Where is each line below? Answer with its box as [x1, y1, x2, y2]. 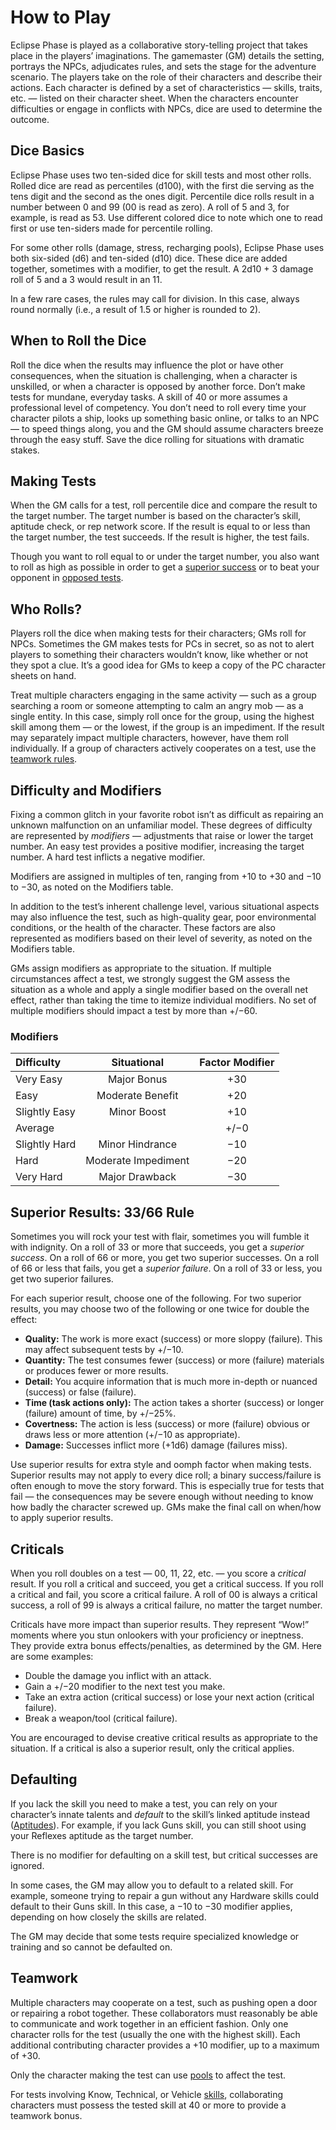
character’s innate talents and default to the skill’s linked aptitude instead [10, 1808, 310, 1820]
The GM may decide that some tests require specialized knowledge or [10, 1930, 300, 1942]
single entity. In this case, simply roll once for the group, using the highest [10, 711, 315, 723]
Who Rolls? [10, 601, 83, 618]
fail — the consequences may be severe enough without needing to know [10, 1491, 314, 1503]
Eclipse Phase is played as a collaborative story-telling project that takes [10, 39, 308, 51]
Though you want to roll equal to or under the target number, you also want [10, 551, 320, 563]
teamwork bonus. [10, 2109, 83, 2121]
